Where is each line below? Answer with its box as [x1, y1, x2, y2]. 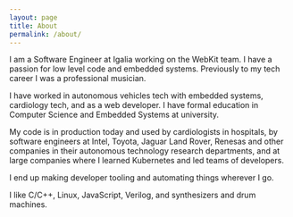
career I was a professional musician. [9, 73, 146, 84]
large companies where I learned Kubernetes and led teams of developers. [9, 155, 284, 166]
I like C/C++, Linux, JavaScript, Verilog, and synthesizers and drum [9, 189, 256, 201]
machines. [9, 199, 47, 210]
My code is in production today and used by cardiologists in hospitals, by [9, 127, 279, 138]
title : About [9, 21, 58, 30]
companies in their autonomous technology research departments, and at [9, 146, 280, 156]
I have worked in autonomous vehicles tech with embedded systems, [9, 90, 264, 101]
